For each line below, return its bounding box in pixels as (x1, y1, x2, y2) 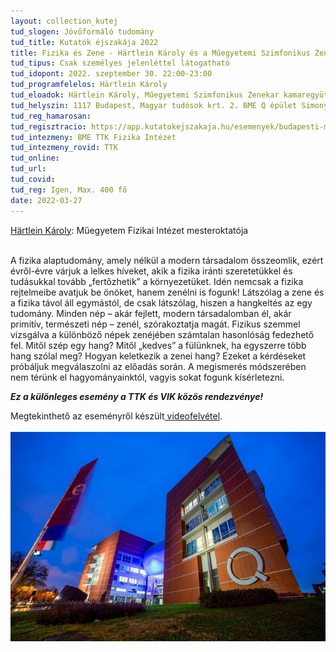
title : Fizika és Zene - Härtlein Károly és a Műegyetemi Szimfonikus (10, 48, 311, 58)
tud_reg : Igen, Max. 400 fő (10, 185, 128, 195)
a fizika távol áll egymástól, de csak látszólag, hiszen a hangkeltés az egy (10, 296, 313, 309)
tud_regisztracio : (10, 121, 87, 132)
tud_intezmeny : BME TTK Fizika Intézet (10, 132, 177, 142)
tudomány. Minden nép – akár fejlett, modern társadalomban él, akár (10, 307, 292, 319)
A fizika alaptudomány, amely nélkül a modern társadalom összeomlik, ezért (10, 254, 324, 266)
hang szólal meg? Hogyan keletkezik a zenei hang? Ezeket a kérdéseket (10, 350, 307, 362)
